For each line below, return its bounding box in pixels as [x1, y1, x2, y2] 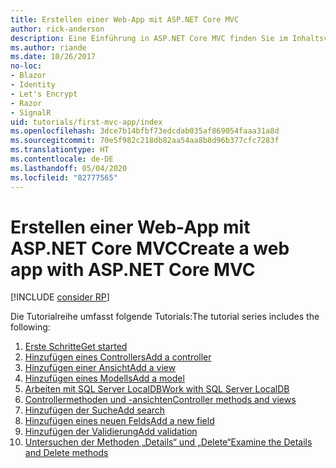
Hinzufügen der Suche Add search [24, 404, 166, 416]
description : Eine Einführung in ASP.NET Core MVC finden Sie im [10, 33, 288, 43]
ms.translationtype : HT [10, 145, 110, 155]
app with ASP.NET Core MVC [10, 258, 256, 281]
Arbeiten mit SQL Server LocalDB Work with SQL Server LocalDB [24, 383, 290, 395]
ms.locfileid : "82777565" [10, 172, 118, 183]
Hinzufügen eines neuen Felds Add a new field [24, 415, 215, 427]
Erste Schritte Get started [24, 341, 128, 353]
